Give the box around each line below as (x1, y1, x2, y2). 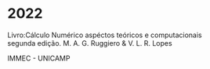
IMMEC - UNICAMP (7, 53, 71, 63)
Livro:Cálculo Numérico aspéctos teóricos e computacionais (7, 30, 202, 40)
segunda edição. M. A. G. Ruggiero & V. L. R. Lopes (7, 38, 173, 47)
